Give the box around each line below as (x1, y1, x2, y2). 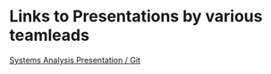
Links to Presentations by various (9, 6, 263, 27)
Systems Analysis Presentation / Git (9, 54, 141, 65)
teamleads (9, 25, 89, 45)
